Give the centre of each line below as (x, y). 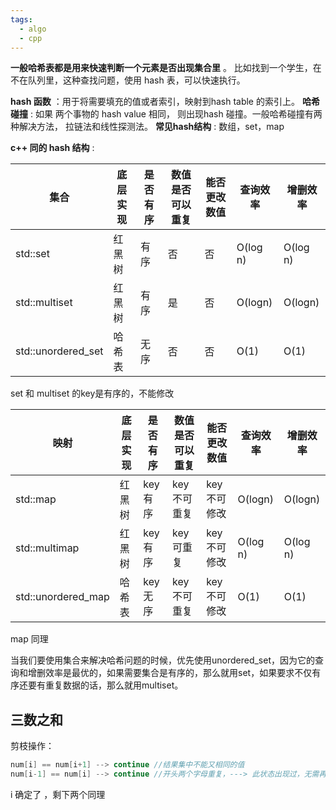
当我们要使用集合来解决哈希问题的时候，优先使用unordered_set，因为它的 (163, 660)
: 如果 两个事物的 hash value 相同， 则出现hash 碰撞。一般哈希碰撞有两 (176, 114)
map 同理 (29, 639)
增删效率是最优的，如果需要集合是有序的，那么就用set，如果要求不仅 (170, 673)
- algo (33, 29)
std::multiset (44, 303)
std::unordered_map (62, 597)
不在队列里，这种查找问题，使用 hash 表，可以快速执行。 (128, 80)
